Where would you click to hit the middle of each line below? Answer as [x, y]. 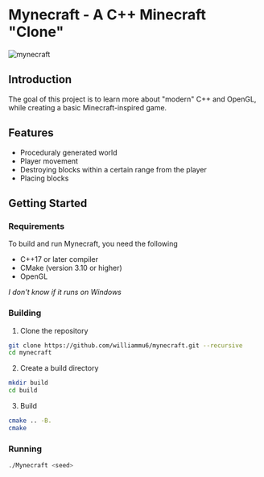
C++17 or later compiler [59, 259]
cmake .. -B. [30, 421]
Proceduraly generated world [69, 152]
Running [25, 449]
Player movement [49, 161]
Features [31, 133]
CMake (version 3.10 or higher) [71, 268]
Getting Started [48, 203]
